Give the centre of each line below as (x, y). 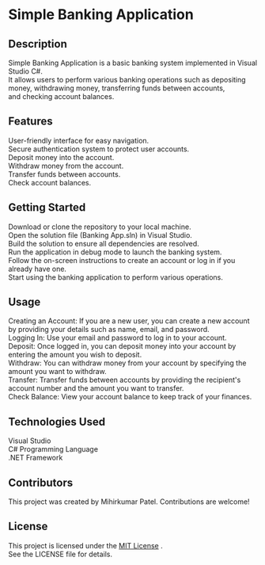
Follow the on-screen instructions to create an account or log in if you (122, 260)
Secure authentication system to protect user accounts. (99, 149)
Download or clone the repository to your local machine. (100, 227)
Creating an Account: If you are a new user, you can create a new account (129, 321)
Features (30, 122)
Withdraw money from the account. (66, 166)
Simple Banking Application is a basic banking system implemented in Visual (133, 63)
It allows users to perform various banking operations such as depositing (127, 80)
